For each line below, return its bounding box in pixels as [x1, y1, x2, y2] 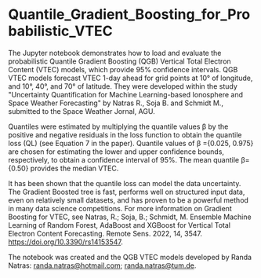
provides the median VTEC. [30, 163, 119, 173]
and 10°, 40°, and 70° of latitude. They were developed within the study [8, 81, 237, 91]
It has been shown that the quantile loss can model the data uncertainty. [8, 178, 241, 188]
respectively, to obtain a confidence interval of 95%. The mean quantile [8, 155, 240, 164]
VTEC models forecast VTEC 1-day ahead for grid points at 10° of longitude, [8, 73, 253, 82]
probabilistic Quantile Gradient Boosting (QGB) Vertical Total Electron [8, 57, 231, 66]
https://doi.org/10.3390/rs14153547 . [8, 237, 124, 247]
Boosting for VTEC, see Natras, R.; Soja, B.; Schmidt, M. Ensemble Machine [8, 212, 252, 221]
